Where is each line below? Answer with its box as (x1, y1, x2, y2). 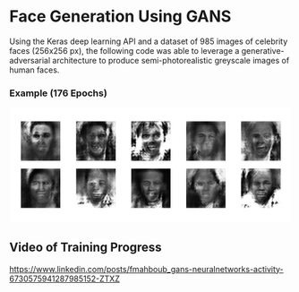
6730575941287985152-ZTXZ (9, 273, 121, 284)
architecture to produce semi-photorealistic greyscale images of (52, 55, 290, 65)
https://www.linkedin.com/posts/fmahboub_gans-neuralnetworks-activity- (9, 263, 284, 274)
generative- (241, 45, 285, 56)
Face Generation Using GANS (9, 6, 232, 27)
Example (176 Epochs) (9, 87, 107, 99)
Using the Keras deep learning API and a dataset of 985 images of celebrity (9, 36, 288, 47)
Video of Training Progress (9, 240, 163, 255)
